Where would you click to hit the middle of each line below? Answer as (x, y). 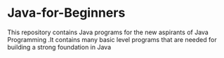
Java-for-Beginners (66, 13)
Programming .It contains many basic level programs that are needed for (112, 39)
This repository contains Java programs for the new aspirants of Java (108, 32)
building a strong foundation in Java (59, 47)
